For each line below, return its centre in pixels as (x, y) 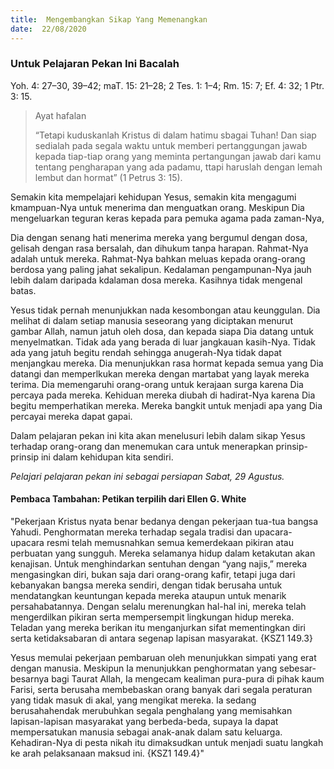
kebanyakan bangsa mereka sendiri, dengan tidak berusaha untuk (146, 585)
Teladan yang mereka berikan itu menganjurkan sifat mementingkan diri (158, 627)
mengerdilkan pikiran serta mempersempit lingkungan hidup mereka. (152, 617)
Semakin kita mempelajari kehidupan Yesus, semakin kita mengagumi (153, 197)
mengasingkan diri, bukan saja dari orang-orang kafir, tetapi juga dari (153, 574)
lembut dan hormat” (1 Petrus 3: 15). (108, 177)
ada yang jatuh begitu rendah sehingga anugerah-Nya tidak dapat (146, 352)
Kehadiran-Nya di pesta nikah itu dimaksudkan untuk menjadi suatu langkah (167, 742)
